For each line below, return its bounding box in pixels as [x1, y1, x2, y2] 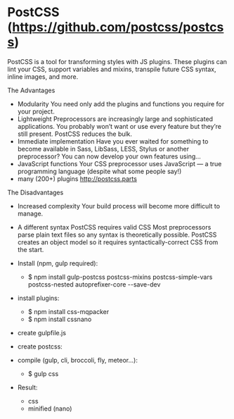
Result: [17, 383, 38, 392]
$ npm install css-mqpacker [27, 307, 110, 315]
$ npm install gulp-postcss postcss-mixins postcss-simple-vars [27, 273, 213, 281]
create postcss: [17, 342, 63, 351]
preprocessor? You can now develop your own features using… [17, 152, 202, 161]
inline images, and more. [7, 72, 79, 81]
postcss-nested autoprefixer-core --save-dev [27, 280, 161, 289]
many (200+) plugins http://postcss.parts [17, 174, 137, 183]
